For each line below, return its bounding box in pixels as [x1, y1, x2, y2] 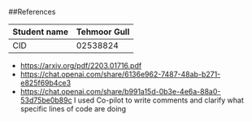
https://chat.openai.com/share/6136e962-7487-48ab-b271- [20, 69, 221, 79]
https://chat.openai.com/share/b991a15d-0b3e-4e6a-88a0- [20, 87, 221, 96]
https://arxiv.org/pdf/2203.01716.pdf [20, 61, 142, 70]
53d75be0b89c [20, 95, 72, 105]
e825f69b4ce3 [20, 78, 72, 88]
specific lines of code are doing [20, 104, 127, 113]
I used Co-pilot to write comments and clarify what [73, 95, 244, 105]
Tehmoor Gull [76, 26, 130, 37]
